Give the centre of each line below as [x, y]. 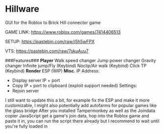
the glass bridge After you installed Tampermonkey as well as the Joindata [80, 111]
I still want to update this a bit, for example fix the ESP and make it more [77, 100]
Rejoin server [25, 90]
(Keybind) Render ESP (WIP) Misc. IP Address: [52, 71]
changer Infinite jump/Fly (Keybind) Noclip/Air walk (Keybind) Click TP [76, 66]
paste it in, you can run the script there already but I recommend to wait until [82, 121]
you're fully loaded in [26, 126]
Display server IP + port [36, 80]
